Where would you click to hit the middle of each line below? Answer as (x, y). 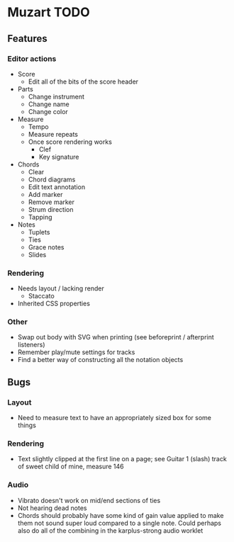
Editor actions (32, 59)
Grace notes (46, 247)
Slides (37, 254)
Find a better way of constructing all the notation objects (100, 360)
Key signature (59, 157)
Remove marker (51, 202)
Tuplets (39, 232)
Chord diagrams (52, 179)
